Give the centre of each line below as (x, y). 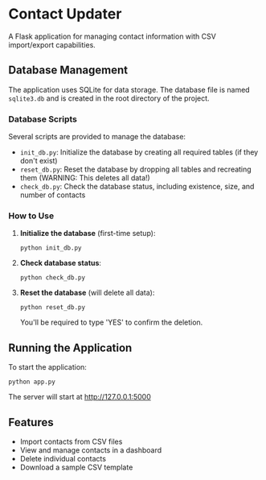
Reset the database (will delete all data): (87, 293)
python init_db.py (51, 248)
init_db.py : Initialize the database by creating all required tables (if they (139, 152)
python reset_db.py (53, 308)
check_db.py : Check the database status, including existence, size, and (137, 187)
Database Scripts (43, 119)
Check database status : (61, 263)
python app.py (32, 382)
